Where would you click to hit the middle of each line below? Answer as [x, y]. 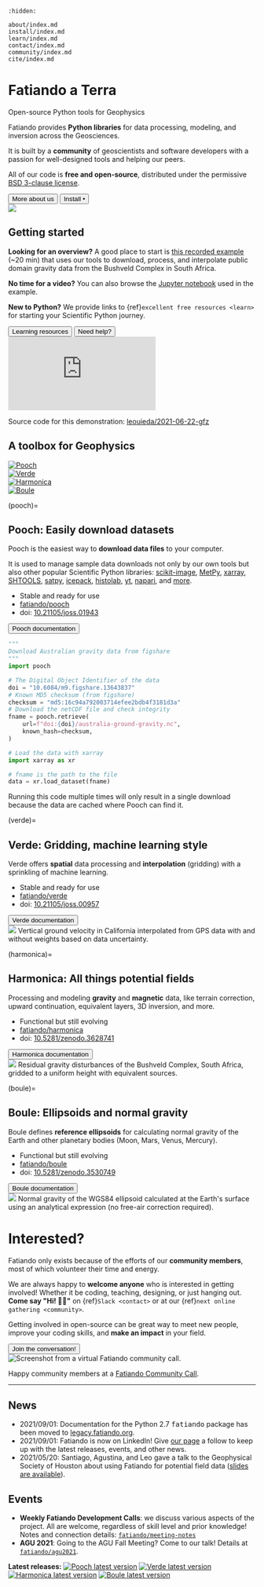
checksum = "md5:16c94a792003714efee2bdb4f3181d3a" [94, 702]
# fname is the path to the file [63, 775]
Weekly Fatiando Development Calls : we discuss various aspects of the [137, 1518]
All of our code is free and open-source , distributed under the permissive [128, 174]
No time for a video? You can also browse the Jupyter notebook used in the [131, 283]
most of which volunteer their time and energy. [84, 1269]
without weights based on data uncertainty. [78, 939]
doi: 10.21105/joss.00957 [59, 904]
